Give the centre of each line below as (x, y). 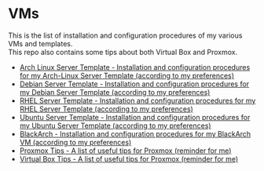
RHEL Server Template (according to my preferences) (106, 109)
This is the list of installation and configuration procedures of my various (125, 35)
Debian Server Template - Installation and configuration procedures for (134, 84)
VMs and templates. (40, 43)
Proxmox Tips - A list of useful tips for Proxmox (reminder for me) (125, 151)
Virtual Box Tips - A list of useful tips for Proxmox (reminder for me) (129, 158)
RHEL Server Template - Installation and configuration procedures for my (137, 100)
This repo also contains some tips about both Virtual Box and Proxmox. (123, 52)
